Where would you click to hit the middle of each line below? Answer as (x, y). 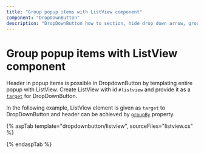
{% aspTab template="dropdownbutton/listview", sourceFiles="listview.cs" (100, 126)
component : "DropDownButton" (43, 18)
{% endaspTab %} (29, 144)
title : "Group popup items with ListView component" (74, 12)
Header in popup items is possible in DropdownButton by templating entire (100, 83)
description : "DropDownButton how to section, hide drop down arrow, (96, 23)
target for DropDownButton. (42, 96)
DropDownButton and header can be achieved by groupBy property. (90, 114)
